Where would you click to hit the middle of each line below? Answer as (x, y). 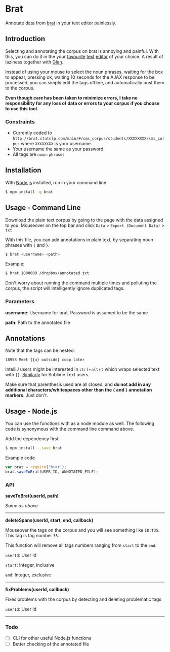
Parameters (20, 302)
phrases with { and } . (27, 245)
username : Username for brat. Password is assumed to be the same (77, 312)
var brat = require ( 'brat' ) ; (36, 467)
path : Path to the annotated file (38, 322)
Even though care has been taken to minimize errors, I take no (72, 97)
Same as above (22, 506)
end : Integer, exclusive (28, 575)
